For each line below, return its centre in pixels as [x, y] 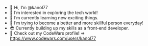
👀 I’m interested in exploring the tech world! [54, 13]
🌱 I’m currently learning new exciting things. [54, 18]
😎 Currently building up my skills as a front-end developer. [69, 28]
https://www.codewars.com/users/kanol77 [53, 38]
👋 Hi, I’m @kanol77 [29, 8]
